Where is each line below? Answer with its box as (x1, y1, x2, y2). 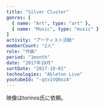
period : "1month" (6, 54, 50, 60)
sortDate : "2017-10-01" (6, 65, 67, 72)
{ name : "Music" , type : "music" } (12, 26, 99, 32)
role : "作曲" (6, 49, 38, 55)
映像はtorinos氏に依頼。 (6, 94, 67, 102)
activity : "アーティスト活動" (6, 37, 75, 43)
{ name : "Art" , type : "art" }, (12, 20, 91, 26)
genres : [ (6, 15, 32, 21)
